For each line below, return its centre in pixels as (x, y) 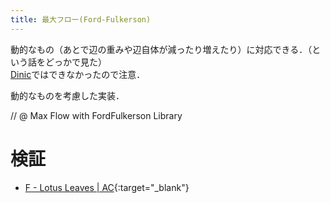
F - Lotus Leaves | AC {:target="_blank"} (107, 187)
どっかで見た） (75, 62)
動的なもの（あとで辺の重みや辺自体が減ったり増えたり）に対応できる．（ (161, 49)
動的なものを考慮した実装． (67, 95)
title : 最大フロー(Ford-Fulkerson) (81, 19)
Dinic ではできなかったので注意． (78, 74)
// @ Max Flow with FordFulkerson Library (96, 115)
